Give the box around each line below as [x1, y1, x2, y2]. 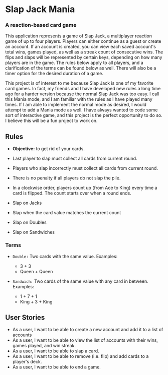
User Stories [5, 313, 45, 322]
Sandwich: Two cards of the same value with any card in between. [12, 278, 149, 284]
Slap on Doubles [12, 219, 47, 225]
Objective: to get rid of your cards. [12, 146, 85, 152]
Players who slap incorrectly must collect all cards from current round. [12, 165, 158, 171]
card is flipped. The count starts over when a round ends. [12, 190, 131, 196]
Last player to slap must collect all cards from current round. [12, 155, 137, 162]
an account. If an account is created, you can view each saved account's [5, 44, 156, 50]
